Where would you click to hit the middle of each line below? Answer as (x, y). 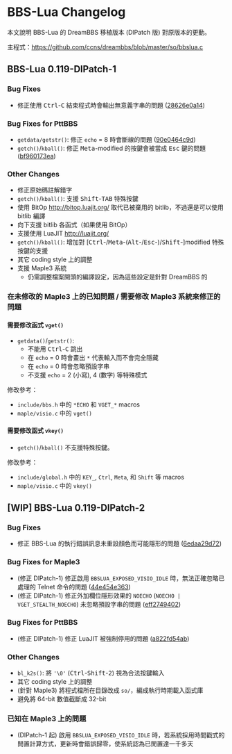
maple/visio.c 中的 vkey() (54, 485)
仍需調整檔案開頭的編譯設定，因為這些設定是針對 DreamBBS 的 (117, 277)
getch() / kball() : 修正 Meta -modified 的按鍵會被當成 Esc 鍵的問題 (111, 148)
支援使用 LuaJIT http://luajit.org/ (63, 233)
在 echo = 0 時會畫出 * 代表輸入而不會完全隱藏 (93, 358)
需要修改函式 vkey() (36, 430)
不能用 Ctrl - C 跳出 (55, 349)
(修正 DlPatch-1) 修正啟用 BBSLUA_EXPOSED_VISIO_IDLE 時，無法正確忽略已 (121, 578)
